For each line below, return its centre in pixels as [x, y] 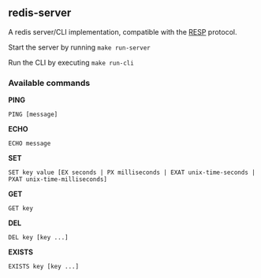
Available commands [49, 83]
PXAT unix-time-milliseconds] [58, 180]
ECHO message [30, 144]
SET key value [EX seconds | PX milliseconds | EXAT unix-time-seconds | [132, 172]
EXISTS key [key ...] [44, 267]
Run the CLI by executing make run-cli [71, 62]
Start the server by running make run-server [80, 47]
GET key [21, 209]
